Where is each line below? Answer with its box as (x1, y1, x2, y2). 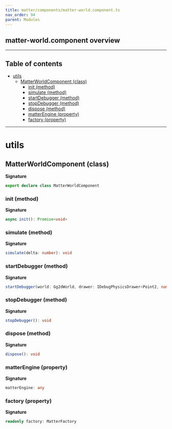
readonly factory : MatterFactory (5, 419, 77, 424)
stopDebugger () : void (5, 318, 52, 323)
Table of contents (5, 59, 62, 68)
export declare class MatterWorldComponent (5, 183, 100, 188)
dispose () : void (5, 352, 40, 357)
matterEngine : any (5, 385, 45, 391)
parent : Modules (5, 17, 40, 22)
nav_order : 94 (5, 12, 36, 17)
